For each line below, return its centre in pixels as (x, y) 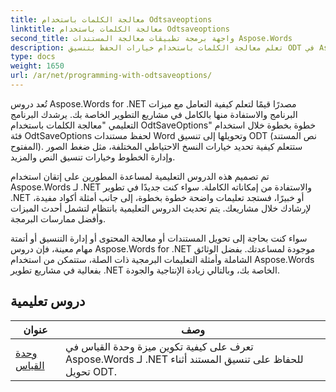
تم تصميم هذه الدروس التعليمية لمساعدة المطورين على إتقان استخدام (140, 176)
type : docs (33, 57)
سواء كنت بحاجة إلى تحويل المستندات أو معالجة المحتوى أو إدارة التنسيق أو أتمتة (159, 238)
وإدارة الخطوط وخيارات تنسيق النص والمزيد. (93, 157)
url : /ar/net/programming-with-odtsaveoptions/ (111, 76)
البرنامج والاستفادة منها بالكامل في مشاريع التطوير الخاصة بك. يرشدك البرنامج (154, 114)
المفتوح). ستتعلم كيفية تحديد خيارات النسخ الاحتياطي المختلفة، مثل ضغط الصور (156, 146)
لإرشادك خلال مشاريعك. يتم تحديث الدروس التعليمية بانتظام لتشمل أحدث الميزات (161, 208)
